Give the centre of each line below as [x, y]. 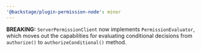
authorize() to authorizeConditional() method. [66, 42]
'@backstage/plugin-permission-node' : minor [64, 12]
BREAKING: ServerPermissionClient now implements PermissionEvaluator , [100, 29]
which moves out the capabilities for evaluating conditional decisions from [100, 36]
